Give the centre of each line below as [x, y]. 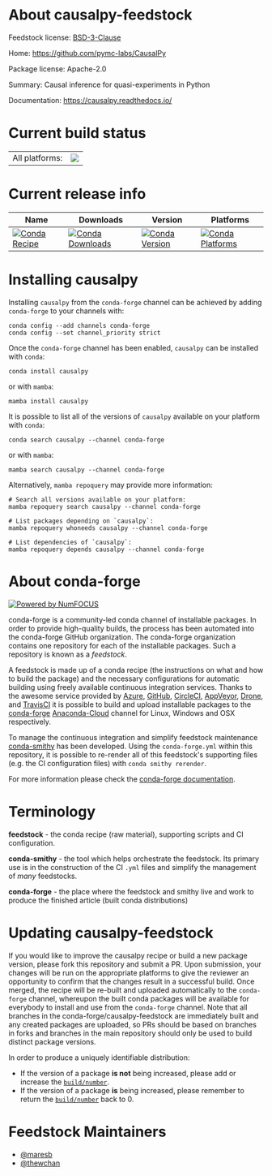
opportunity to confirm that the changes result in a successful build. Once [132, 981]
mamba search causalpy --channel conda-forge [86, 470]
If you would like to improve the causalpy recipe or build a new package [128, 955]
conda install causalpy [49, 371]
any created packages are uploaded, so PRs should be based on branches [133, 1024]
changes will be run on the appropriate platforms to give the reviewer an [129, 972]
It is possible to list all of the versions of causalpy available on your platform [134, 416]
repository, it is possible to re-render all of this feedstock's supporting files [133, 754]
